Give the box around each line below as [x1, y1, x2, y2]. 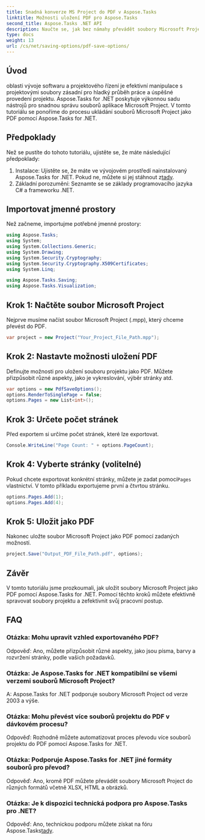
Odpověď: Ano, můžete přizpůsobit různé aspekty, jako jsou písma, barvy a [6, 647, 196, 655]
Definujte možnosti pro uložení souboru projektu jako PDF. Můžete [6, 368, 173, 375]
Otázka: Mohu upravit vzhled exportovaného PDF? [6, 633, 159, 642]
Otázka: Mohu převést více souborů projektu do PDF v [6, 712, 170, 721]
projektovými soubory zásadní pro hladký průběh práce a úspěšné [6, 88, 173, 95]
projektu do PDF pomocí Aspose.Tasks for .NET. [6, 740, 128, 748]
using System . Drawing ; [6, 249, 64, 255]
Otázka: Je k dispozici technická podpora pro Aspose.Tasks [6, 799, 188, 808]
